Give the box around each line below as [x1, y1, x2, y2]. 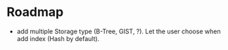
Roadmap [6, 4, 64, 20]
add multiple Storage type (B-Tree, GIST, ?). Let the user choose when [16, 27, 221, 35]
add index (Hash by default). [16, 34, 100, 42]
